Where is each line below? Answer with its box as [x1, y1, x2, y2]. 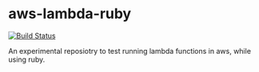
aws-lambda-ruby [8, 5, 132, 23]
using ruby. [8, 55, 46, 64]
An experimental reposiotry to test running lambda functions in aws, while [8, 46, 252, 55]
